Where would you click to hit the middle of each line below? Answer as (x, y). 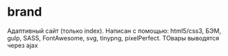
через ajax (23, 45)
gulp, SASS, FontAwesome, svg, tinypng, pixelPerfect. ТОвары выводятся (113, 38)
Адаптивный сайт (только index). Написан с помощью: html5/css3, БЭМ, (114, 31)
